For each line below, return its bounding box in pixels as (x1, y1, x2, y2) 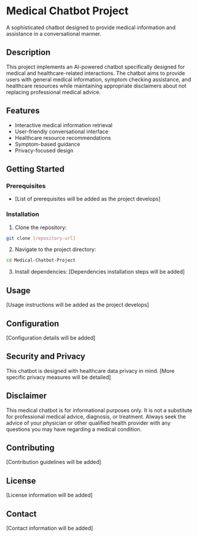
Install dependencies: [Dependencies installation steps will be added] (14, 268, 186, 275)
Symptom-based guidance (14, 140, 80, 147)
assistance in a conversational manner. (6, 30, 102, 37)
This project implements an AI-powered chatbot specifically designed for (6, 63, 186, 70)
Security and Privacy (6, 351, 86, 362)
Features (6, 106, 40, 116)
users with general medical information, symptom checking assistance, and (6, 76, 191, 83)
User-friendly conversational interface (14, 128, 109, 135)
